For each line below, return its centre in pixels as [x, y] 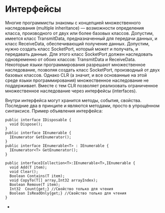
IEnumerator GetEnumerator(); [40, 137]
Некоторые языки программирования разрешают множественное [75, 65]
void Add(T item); [29, 167]
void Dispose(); [26, 124]
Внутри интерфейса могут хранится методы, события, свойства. [73, 100]
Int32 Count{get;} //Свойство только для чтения [61, 189]
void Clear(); [24, 172]
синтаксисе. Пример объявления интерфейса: [54, 111]
